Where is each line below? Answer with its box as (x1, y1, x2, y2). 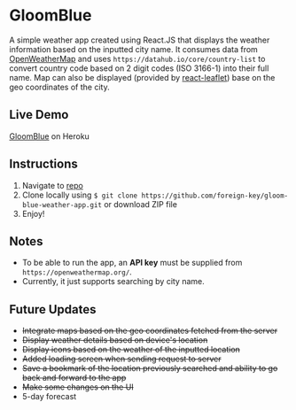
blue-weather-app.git (21, 200, 102, 209)
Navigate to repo (21, 180, 84, 190)
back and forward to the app (21, 373, 127, 383)
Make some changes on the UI (21, 382, 135, 392)
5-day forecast (21, 391, 77, 402)
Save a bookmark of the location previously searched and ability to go (21, 363, 278, 374)
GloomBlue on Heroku (9, 130, 90, 142)
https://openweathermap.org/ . (21, 267, 133, 277)
